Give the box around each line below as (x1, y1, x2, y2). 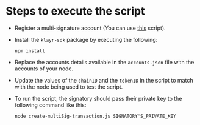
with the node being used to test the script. (14, 83, 123, 90)
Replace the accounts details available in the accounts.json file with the (14, 58, 195, 66)
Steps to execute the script (5, 4, 145, 18)
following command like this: (14, 101, 87, 109)
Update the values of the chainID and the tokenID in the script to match (14, 76, 193, 84)
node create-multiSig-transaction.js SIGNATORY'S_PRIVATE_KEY (14, 113, 176, 119)
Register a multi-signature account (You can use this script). (14, 24, 166, 32)
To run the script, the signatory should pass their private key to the (14, 95, 182, 102)
